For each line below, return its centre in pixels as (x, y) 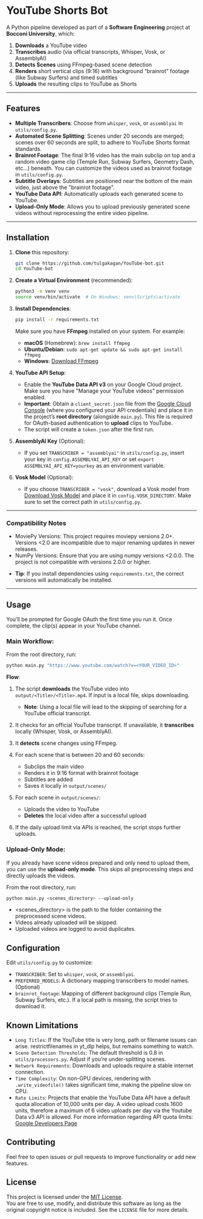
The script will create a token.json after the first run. (89, 429)
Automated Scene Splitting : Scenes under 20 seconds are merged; (99, 136)
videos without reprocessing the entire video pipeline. (82, 213)
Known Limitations (42, 1025)
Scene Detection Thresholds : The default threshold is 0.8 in (89, 1053)
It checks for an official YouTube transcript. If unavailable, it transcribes (105, 725)
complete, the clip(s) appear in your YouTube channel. (74, 626)
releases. (26, 549)
